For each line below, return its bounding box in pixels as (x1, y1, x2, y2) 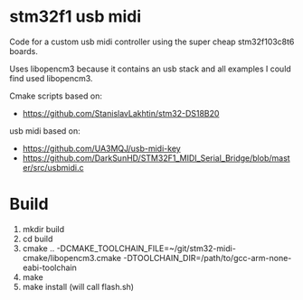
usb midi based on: (9, 125, 81, 136)
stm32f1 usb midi (9, 6, 142, 27)
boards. (9, 45, 38, 56)
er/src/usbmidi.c (22, 162, 84, 173)
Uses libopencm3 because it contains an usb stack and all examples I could (9, 63, 291, 74)
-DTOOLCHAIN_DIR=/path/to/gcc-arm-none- (123, 252, 292, 263)
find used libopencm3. (9, 72, 93, 83)
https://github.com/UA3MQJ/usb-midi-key (22, 143, 181, 154)
